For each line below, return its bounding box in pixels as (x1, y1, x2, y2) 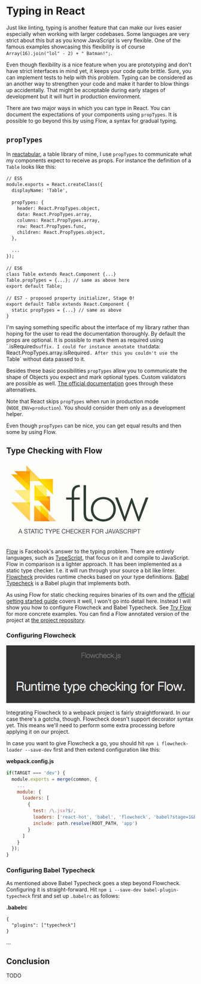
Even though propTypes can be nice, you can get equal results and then (6, 422, 181, 429)
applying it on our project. (6, 728, 70, 735)
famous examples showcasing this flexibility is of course (6, 43, 145, 50)
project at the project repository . (6, 616, 86, 624)
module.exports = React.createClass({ (6, 181, 103, 187)
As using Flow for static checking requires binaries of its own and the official (6, 591, 195, 598)
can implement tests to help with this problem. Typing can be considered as (6, 74, 193, 81)
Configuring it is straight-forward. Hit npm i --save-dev (6, 886, 142, 893)
